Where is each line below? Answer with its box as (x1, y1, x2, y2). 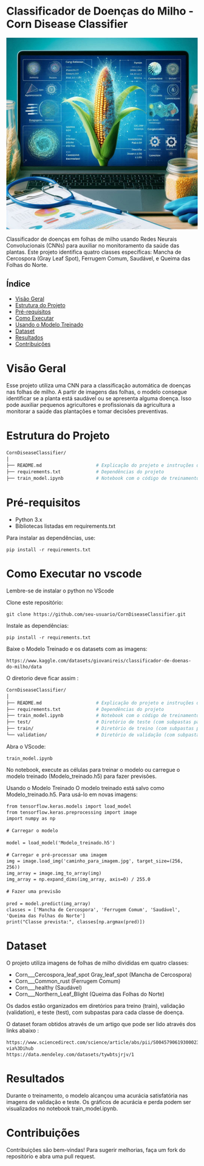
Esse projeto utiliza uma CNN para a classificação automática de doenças (6, 381, 191, 389)
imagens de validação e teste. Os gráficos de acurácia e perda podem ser (6, 1098, 191, 1105)
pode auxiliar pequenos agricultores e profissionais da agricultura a (6, 401, 175, 408)
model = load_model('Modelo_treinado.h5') (6, 839, 115, 846)
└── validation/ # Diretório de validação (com (6, 732, 175, 738)
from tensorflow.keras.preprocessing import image (6, 809, 137, 816)
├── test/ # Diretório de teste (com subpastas (6, 719, 191, 725)
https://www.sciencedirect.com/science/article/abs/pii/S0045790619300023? (6, 1039, 202, 1046)
